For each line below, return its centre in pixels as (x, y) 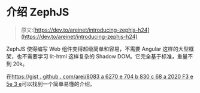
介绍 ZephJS (38, 12)
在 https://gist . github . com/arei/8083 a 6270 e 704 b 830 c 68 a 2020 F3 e (100, 76)
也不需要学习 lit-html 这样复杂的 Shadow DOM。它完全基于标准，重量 (102, 56)
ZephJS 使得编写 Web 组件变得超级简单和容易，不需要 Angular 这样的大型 (98, 49)
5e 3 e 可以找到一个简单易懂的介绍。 (51, 83)
